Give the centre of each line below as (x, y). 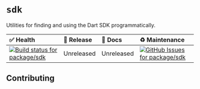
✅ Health (22, 40)
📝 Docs (112, 40)
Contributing (30, 78)
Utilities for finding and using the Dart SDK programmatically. (81, 25)
